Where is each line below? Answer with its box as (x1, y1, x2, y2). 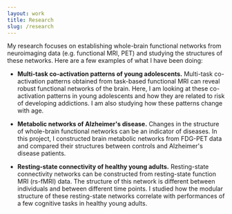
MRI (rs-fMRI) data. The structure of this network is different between (17, 177, 215, 186)
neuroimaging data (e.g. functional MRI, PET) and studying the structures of (7, 49, 223, 57)
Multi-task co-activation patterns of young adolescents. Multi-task (17, 70, 213, 78)
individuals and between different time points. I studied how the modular (17, 184, 223, 193)
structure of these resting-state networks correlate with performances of (17, 192, 225, 200)
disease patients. (17, 149, 66, 157)
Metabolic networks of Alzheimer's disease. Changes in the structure (17, 120, 220, 128)
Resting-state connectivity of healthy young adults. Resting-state (17, 163, 209, 171)
